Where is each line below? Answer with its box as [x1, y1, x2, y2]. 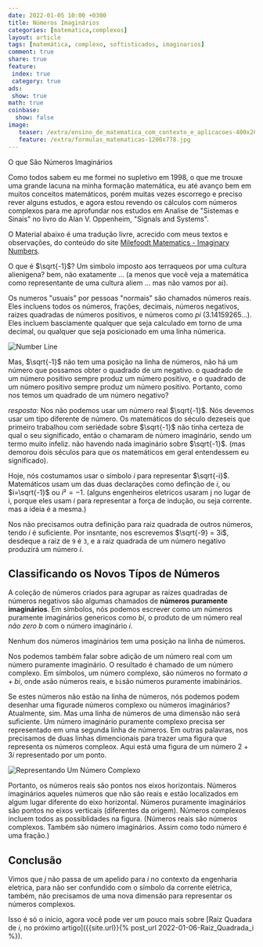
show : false [15, 114, 55, 122]
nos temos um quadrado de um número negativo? [8, 390, 169, 400]
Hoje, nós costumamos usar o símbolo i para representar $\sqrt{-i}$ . [8, 470, 230, 480]
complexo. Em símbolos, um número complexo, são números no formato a [8, 668, 248, 678]
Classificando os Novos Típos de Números [8, 567, 221, 580]
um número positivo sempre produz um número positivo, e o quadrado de [8, 374, 247, 383]
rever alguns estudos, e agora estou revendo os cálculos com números [8, 197, 237, 207]
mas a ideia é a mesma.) [8, 504, 87, 514]
